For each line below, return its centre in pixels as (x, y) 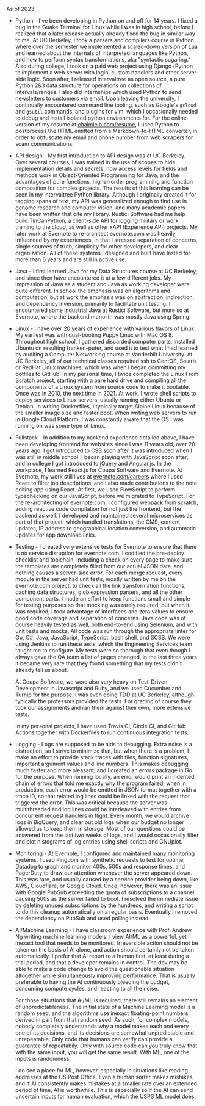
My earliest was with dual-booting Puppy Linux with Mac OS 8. (94, 335)
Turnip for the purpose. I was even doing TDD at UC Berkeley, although (105, 695)
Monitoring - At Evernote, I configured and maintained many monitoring (105, 853)
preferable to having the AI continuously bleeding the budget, (92, 982)
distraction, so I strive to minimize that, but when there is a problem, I (102, 751)
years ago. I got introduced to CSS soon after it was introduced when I (103, 450)
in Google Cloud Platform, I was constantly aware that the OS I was (99, 419)
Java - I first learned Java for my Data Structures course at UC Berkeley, (106, 271)
